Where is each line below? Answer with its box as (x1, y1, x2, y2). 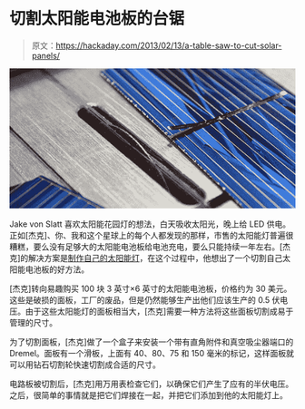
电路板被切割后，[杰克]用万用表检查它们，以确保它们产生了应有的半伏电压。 (9, 378, 294, 389)
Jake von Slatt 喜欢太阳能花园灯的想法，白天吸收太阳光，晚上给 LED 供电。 (9, 219, 291, 229)
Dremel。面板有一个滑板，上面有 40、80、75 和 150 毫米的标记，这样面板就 (9, 347, 295, 358)
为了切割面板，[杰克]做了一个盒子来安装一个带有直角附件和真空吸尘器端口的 (9, 336, 294, 347)
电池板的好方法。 (25, 264, 89, 275)
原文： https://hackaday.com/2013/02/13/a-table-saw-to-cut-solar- (31, 40, 282, 51)
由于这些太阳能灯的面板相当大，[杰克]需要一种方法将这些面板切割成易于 (25, 306, 294, 316)
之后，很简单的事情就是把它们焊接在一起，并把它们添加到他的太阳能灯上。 (9, 389, 288, 400)
